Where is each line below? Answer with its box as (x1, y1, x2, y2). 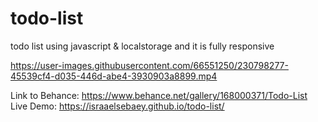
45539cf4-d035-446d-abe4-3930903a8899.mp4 (10, 70, 218, 82)
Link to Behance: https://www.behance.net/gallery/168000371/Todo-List (10, 89, 308, 101)
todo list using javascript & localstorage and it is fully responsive (10, 40, 275, 52)
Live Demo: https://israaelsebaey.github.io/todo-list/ (10, 100, 225, 112)
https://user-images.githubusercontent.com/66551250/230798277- (10, 59, 289, 71)
